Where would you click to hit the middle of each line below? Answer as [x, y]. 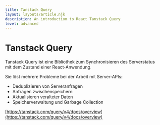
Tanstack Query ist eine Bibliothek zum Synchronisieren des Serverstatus [80, 62]
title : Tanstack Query [28, 10]
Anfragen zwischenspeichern [42, 92]
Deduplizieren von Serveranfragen [48, 86]
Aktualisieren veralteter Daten [43, 97]
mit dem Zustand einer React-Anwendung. [48, 67]
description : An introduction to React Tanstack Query [63, 19]
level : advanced [22, 24]
